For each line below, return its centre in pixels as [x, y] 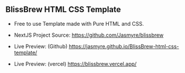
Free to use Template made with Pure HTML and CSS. [79, 23]
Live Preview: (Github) [41, 46]
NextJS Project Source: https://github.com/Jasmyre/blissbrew [89, 35]
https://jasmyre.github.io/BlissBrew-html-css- [124, 46]
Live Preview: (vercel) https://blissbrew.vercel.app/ [75, 64]
